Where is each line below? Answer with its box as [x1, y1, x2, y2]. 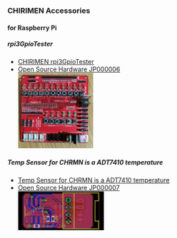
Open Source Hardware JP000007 [17, 184, 120, 192]
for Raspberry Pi [7, 24, 57, 32]
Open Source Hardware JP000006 [17, 65, 121, 73]
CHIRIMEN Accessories [7, 6, 91, 16]
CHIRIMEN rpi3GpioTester [17, 58, 94, 66]
